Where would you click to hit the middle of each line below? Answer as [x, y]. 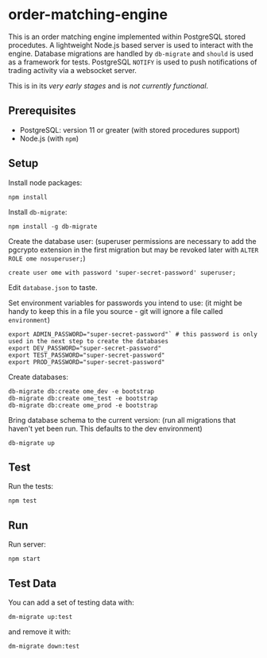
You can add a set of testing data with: [71, 602]
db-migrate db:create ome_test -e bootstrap [83, 398]
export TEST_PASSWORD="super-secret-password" [87, 355]
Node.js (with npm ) [49, 138]
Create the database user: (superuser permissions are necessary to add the [132, 241]
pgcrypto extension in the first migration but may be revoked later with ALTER [133, 250]
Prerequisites [42, 111]
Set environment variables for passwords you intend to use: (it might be [125, 303]
